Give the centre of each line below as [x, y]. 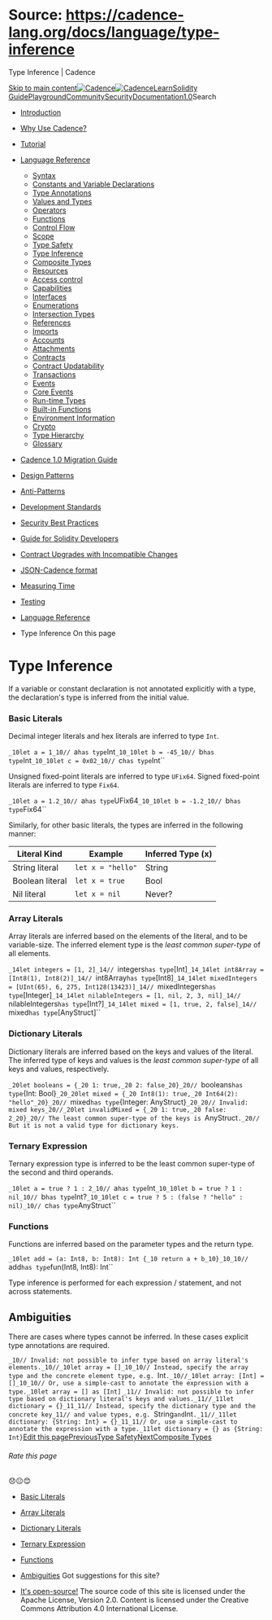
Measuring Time [47, 586]
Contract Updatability [68, 366]
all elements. [30, 954]
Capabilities [52, 288]
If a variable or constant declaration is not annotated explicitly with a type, [132, 688]
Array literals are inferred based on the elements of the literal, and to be [128, 936]
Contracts [49, 357]
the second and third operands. [61, 1172]
